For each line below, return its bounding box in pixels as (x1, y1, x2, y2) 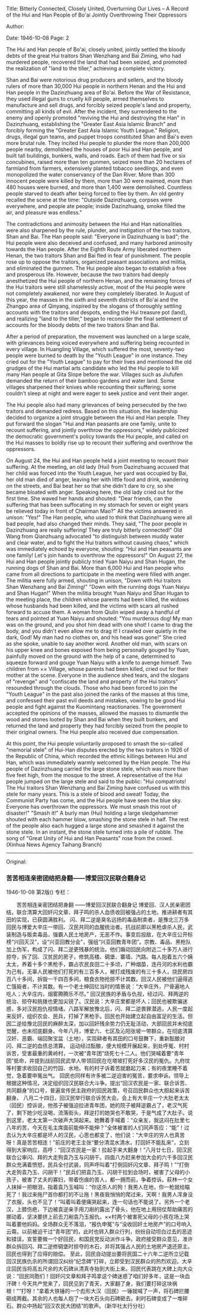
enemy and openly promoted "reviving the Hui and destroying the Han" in (6, 114, 185, 121)
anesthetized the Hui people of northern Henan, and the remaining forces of (6, 277, 192, 284)
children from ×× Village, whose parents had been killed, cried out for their (6, 666, 188, 672)
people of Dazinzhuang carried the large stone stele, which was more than (6, 765, 188, 772)
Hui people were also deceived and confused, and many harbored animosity (6, 239, 192, 246)
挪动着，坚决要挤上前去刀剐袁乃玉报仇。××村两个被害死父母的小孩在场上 (6, 1213, 185, 1221)
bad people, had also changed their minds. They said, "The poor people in (6, 520, 188, 527)
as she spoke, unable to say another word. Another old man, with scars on (6, 640, 188, 647)
